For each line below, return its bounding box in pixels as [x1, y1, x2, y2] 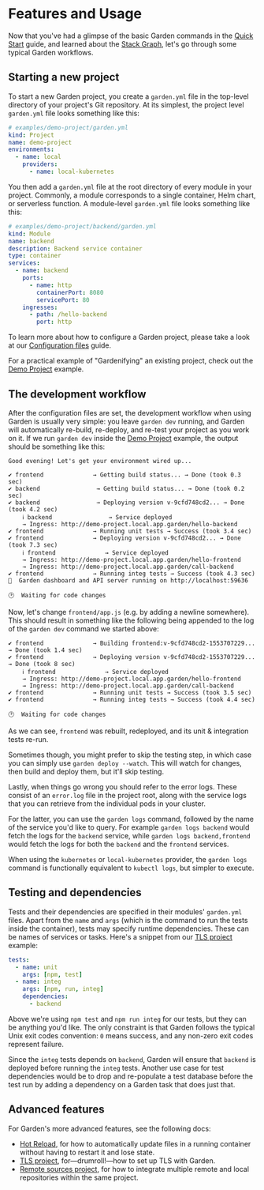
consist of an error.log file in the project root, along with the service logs [8, 790, 247, 800]
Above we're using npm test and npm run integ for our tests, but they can [8, 1014, 247, 1023]
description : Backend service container [8, 244, 143, 253]
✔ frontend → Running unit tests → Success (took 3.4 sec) [8, 527, 252, 535]
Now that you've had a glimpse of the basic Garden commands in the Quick [8, 31, 254, 40]
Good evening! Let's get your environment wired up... [8, 457, 192, 465]
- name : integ [15, 977, 61, 986]
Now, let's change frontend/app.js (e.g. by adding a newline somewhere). [8, 607, 250, 616]
